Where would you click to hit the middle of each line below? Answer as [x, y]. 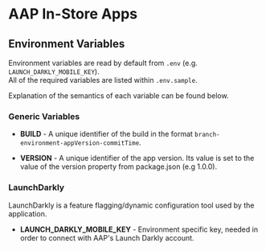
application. [28, 213]
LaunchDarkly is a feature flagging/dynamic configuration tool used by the [131, 205]
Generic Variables [44, 116]
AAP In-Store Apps [73, 14]
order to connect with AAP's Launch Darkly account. [107, 237]
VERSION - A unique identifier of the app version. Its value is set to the [137, 158]
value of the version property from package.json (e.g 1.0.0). [119, 167]
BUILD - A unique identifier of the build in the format [106, 134]
